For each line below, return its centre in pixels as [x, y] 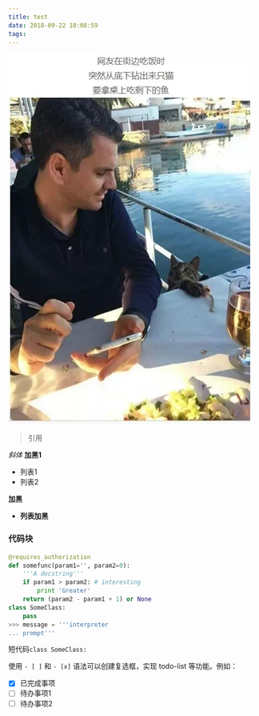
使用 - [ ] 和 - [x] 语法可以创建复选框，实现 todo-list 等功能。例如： [123, 666]
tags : [17, 34]
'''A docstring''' [53, 574]
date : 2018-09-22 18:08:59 [53, 25]
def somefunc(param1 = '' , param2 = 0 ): [69, 565]
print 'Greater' [64, 591]
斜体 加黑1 [25, 455]
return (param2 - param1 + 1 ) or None [87, 599]
